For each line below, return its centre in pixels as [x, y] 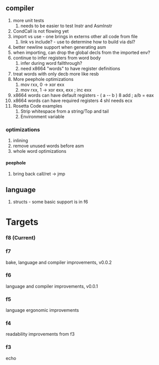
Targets [22, 222]
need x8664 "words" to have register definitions [70, 68]
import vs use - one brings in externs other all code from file [75, 36]
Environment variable [42, 116]
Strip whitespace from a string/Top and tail [65, 111]
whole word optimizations [40, 151]
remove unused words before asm [48, 146]
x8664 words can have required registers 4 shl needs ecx [72, 101]
